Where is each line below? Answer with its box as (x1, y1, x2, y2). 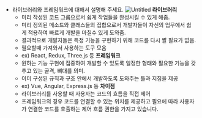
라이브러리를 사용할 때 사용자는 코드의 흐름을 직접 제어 (21, 90, 151, 97)
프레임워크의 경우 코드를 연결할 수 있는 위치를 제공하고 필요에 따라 (21, 98, 179, 105)
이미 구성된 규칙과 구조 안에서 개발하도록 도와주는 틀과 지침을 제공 (21, 75, 179, 82)
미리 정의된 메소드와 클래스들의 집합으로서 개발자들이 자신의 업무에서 (21, 21, 185, 28)
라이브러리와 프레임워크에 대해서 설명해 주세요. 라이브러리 (12, 6, 178, 13)
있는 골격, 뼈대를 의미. (32, 67, 86, 74)
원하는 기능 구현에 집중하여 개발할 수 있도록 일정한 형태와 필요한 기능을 (21, 59, 190, 67)
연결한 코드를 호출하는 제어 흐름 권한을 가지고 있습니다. (28, 105, 159, 112)
